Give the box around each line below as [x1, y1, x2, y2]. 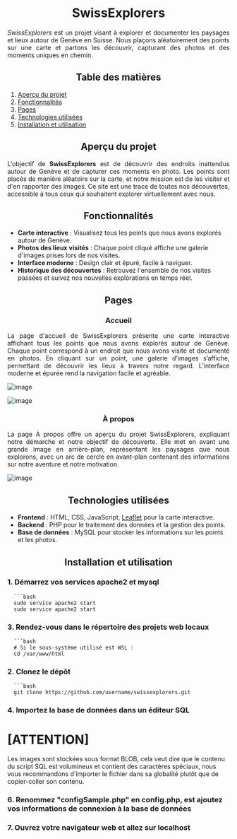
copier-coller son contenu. [7, 778, 85, 786]
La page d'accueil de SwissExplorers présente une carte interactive [7, 332, 230, 340]
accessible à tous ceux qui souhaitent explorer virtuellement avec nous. [7, 189, 216, 198]
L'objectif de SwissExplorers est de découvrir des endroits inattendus [7, 159, 230, 168]
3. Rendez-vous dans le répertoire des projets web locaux [7, 622, 209, 632]
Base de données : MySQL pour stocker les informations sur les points [17, 528, 224, 536]
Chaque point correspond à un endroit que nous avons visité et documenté [7, 346, 230, 355]
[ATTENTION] [7, 732, 90, 747]
